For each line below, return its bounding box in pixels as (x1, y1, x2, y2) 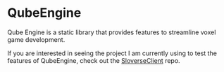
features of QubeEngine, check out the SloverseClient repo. (7, 56, 181, 64)
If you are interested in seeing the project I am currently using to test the (7, 49, 217, 57)
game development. (7, 35, 66, 43)
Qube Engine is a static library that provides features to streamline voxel (7, 28, 216, 36)
